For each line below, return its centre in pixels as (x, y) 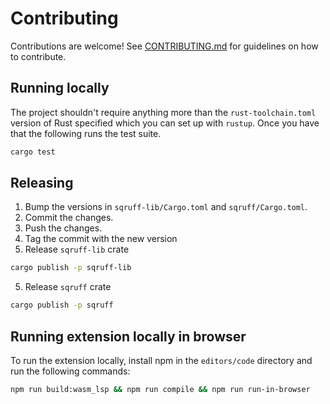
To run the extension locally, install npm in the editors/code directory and (161, 360)
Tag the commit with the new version (101, 239)
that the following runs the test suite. (86, 133)
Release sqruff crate (68, 287)
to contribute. (38, 56)
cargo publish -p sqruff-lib (71, 268)
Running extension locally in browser (128, 336)
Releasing (42, 183)
